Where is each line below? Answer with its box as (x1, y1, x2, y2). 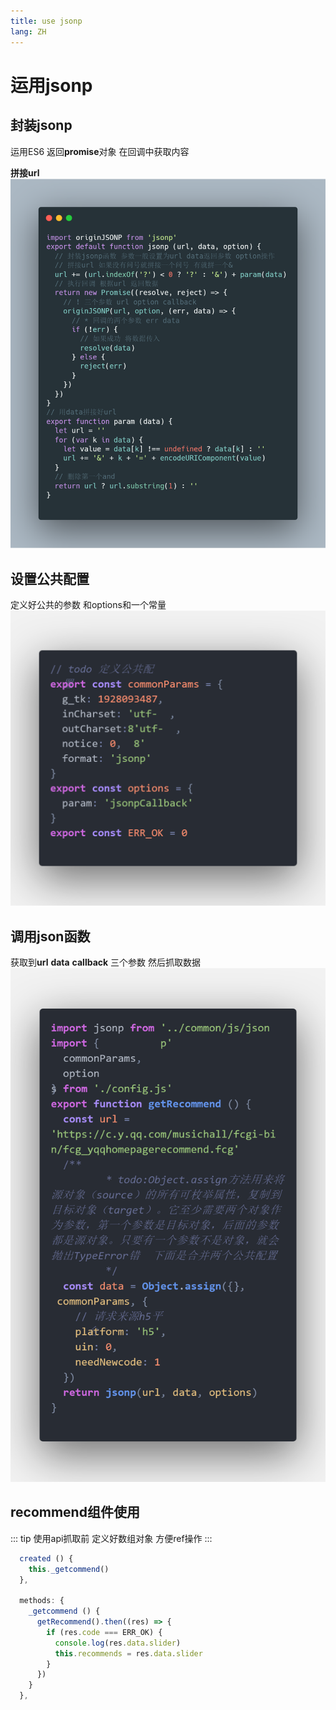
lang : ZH (10, 26, 47, 37)
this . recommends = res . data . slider (54, 1648, 203, 1659)
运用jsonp (10, 74, 93, 97)
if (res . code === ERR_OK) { (46, 1627, 163, 1637)
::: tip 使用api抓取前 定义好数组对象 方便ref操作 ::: (10, 1532, 213, 1544)
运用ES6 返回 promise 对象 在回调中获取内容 (10, 145, 190, 157)
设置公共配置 (10, 570, 90, 587)
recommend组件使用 (10, 1504, 140, 1521)
